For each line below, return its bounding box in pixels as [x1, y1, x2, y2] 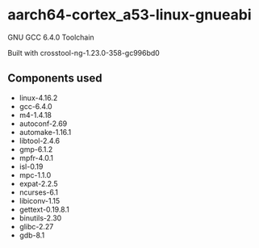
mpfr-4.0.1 [19, 153, 54, 162]
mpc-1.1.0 [19, 170, 52, 179]
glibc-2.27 [19, 221, 54, 231]
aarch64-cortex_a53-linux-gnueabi [7, 6, 252, 24]
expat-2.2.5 [19, 179, 58, 188]
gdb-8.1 [19, 230, 45, 240]
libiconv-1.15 [19, 195, 61, 205]
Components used [7, 71, 102, 86]
